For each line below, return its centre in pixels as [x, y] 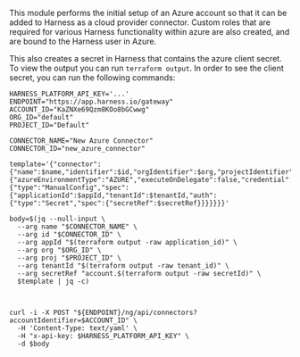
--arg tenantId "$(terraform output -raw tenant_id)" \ [123, 266]
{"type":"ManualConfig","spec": [69, 187]
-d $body [33, 344]
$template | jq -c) [54, 281]
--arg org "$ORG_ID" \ [59, 250]
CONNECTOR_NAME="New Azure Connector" [81, 141]
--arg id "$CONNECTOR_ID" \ [70, 235]
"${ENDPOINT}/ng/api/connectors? [135, 312]
